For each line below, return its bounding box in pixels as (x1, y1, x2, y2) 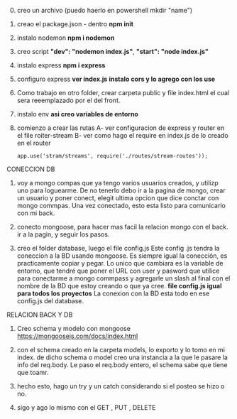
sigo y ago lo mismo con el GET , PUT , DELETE (16, 403, 156, 411)
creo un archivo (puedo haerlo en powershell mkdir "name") (16, 6, 193, 14)
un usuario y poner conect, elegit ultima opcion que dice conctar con (16, 194, 219, 202)
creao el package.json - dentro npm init (16, 20, 134, 28)
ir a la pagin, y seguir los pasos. (16, 230, 110, 239)
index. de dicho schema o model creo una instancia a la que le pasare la (16, 353, 228, 361)
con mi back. (16, 209, 55, 217)
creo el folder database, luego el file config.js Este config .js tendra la (16, 244, 220, 252)
